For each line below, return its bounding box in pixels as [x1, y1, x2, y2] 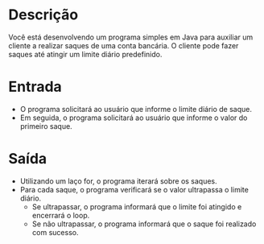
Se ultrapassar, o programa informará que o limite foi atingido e [31, 201, 242, 211]
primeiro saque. [19, 121, 72, 130]
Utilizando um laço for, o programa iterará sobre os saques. [19, 176, 217, 186]
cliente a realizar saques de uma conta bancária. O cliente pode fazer [8, 40, 239, 50]
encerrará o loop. [31, 210, 90, 220]
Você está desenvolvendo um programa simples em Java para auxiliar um [8, 32, 254, 42]
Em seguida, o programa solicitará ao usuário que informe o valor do [19, 113, 248, 122]
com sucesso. [31, 227, 79, 237]
